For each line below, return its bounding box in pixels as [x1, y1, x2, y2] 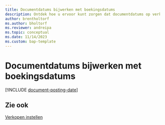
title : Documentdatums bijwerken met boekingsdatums [5, 7, 115, 12]
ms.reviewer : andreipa [5, 25, 52, 30]
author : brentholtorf [5, 16, 50, 21]
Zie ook [5, 101, 28, 109]
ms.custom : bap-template [5, 39, 56, 44]
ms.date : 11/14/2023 [5, 35, 48, 40]
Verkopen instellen [5, 114, 43, 120]
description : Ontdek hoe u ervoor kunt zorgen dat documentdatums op [5, 12, 151, 17]
